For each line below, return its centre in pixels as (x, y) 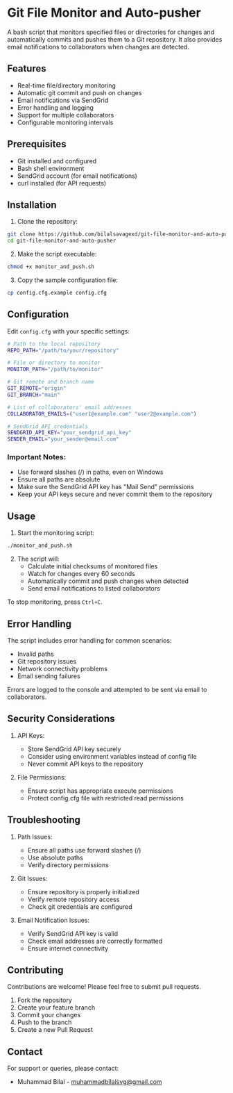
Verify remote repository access (74, 899)
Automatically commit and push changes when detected (108, 581)
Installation (32, 205)
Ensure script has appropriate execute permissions (100, 791)
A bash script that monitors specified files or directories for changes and (111, 32)
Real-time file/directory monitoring (67, 85)
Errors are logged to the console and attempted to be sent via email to (107, 689)
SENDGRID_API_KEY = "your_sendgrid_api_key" (69, 433)
